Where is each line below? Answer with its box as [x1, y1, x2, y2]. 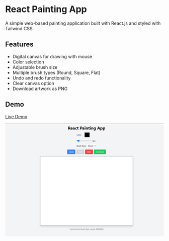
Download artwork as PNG [12, 86, 68, 92]
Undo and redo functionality [12, 74, 71, 81]
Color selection [12, 59, 44, 65]
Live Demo [5, 113, 28, 119]
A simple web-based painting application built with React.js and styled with [5, 20, 161, 26]
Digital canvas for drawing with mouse [12, 53, 93, 59]
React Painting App [5, 4, 87, 15]
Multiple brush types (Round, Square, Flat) [12, 69, 101, 75]
